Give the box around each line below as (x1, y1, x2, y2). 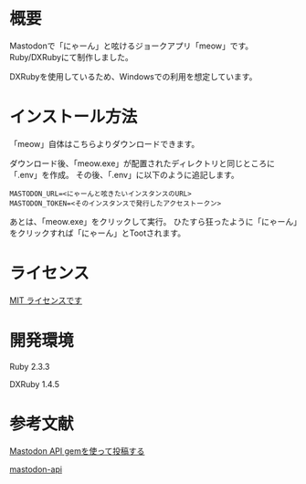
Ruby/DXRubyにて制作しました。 (9, 51, 134, 62)
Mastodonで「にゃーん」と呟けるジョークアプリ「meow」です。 (9, 40, 254, 51)
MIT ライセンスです (9, 294, 83, 306)
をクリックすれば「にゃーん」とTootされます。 (9, 227, 185, 238)
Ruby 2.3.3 (9, 361, 50, 372)
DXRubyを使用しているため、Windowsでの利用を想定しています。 (9, 70, 258, 82)
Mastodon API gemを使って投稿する (9, 445, 145, 457)
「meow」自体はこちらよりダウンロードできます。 (9, 138, 200, 149)
